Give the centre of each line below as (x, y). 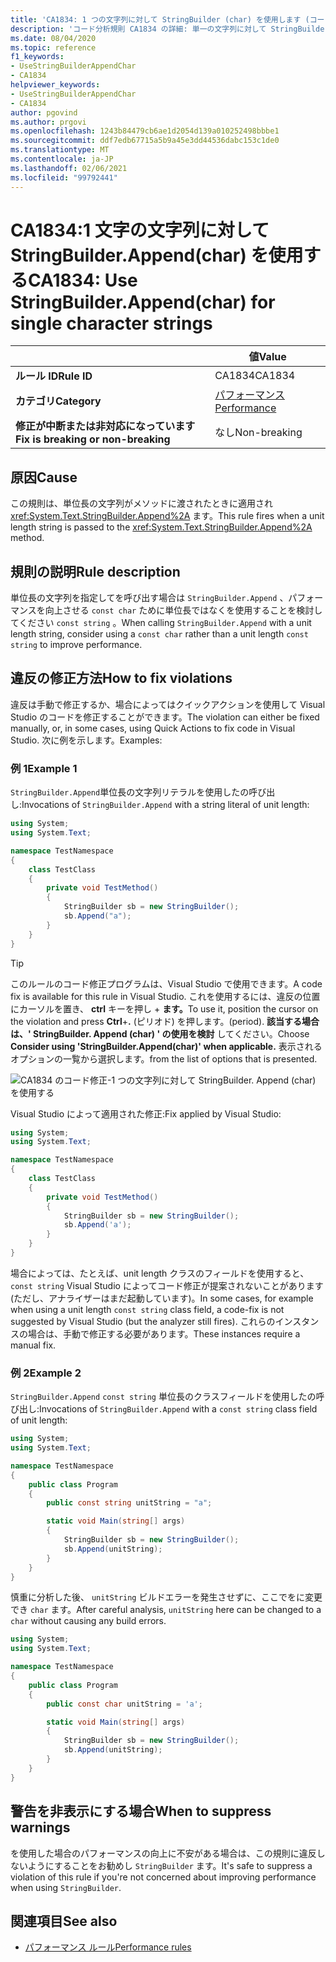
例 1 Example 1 (44, 768)
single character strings (111, 323)
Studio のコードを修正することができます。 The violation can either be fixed (165, 717)
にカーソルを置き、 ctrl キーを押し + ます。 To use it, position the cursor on (164, 1008)
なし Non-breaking (258, 433)
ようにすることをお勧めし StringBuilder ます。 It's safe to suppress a (170, 1865)
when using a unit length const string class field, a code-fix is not (147, 1309)
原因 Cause (44, 477)
